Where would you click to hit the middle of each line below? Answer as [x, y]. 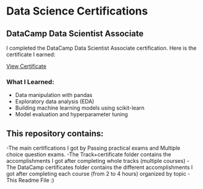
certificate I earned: [31, 55]
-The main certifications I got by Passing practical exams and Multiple [93, 148]
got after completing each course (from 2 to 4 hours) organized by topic [96, 174]
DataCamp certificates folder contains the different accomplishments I [105, 167]
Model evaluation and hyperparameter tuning [72, 114]
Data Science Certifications [77, 11]
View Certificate [26, 66]
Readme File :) [36, 181]
